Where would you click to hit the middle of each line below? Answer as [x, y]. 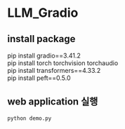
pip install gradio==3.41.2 [44, 55]
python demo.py [29, 118]
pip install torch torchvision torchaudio [63, 63]
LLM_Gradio [43, 13]
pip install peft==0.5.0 [39, 78]
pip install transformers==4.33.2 [54, 70]
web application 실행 [53, 102]
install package [41, 39]
